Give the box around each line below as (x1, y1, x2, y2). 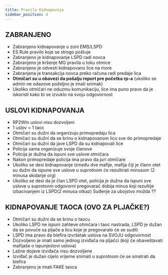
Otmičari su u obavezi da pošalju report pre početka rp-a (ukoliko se (12, 75, 157, 81)
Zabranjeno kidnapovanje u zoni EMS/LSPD (12, 43, 103, 50)
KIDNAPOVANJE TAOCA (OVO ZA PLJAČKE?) (5, 203, 150, 211)
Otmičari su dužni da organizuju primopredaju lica (12, 130, 116, 136)
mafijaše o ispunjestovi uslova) (12, 242, 77, 248)
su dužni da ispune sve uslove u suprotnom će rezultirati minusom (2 (12, 167, 155, 173)
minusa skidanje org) (12, 172, 56, 178)
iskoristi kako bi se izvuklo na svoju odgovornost (12, 91, 113, 97)
